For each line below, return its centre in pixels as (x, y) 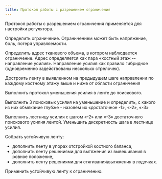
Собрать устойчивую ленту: (35, 136)
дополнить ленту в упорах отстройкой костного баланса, (72, 146)
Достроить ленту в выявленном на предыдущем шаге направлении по (80, 78)
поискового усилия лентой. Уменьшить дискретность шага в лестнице (79, 122)
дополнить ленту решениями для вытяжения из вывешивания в (79, 151)
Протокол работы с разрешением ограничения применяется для (73, 23)
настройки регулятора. (29, 29)
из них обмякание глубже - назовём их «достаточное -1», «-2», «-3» (77, 107)
